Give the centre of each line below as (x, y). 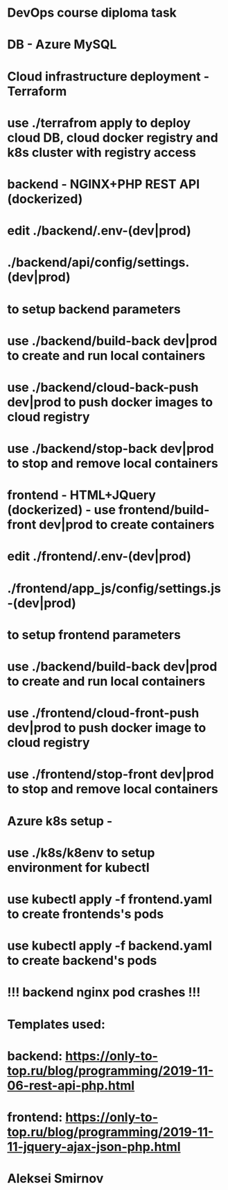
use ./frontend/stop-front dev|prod (111, 774)
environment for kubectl (79, 867)
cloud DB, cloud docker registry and (113, 138)
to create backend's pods (82, 961)
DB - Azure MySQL (62, 45)
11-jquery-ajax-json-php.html (94, 1147)
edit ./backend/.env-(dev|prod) (99, 231)
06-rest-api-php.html (71, 1085)
